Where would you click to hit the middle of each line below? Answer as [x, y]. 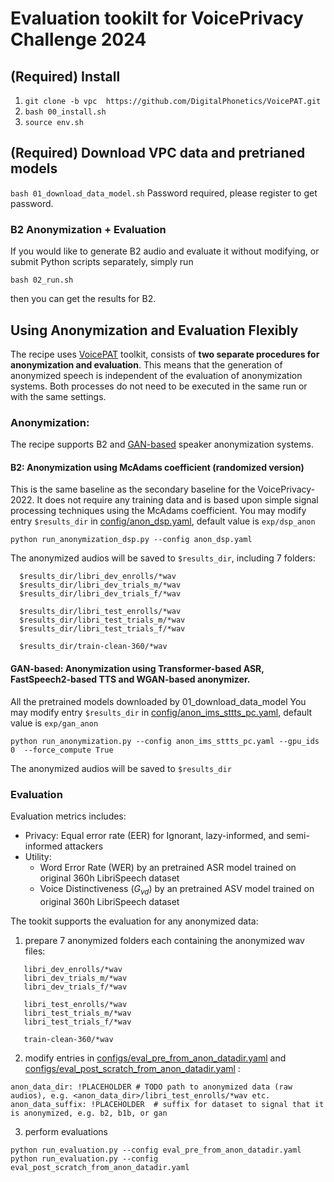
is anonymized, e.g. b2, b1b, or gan [89, 1113]
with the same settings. [58, 396]
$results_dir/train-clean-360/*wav [93, 647]
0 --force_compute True [62, 750]
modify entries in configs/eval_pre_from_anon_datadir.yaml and [155, 1058]
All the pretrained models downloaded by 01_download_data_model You [158, 701]
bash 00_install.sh [65, 112]
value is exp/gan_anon [54, 723]
